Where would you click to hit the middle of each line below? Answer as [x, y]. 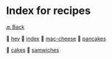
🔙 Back [15, 27]
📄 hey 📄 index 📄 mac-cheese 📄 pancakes [56, 39]
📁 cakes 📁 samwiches [33, 50]
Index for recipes [49, 11]
